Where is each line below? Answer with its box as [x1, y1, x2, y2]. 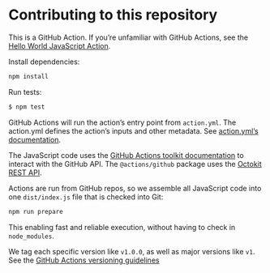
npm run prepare [8, 207, 63, 215]
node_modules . [8, 231, 54, 241]
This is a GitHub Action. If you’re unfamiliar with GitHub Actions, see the [8, 32, 249, 42]
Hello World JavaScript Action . [8, 41, 111, 50]
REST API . [8, 168, 42, 177]
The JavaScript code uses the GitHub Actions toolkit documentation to [8, 150, 245, 160]
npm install [8, 72, 49, 80]
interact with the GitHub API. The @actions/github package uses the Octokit [8, 159, 262, 168]
